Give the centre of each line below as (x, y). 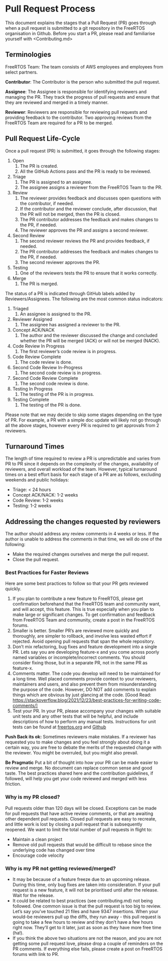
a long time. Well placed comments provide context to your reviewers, (85, 679)
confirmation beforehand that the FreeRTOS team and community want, (87, 604)
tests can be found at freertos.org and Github (59, 727)
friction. (13, 784)
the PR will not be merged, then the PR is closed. (70, 214)
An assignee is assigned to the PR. (56, 314)
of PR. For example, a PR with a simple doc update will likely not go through (83, 420)
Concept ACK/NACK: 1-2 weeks (45, 495)
